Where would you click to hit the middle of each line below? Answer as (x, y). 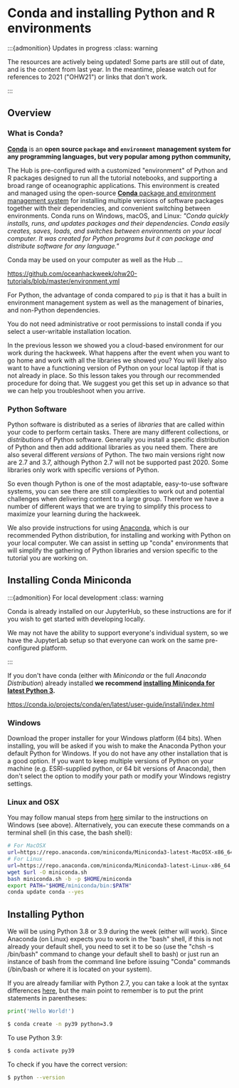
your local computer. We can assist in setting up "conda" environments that (118, 543)
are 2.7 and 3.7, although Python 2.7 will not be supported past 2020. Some (118, 462)
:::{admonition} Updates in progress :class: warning (83, 48)
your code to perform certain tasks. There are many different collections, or (118, 431)
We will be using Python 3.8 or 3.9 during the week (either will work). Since (117, 931)
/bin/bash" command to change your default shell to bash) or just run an (113, 954)
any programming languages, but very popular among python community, (119, 156)
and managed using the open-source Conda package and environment (112, 193)
